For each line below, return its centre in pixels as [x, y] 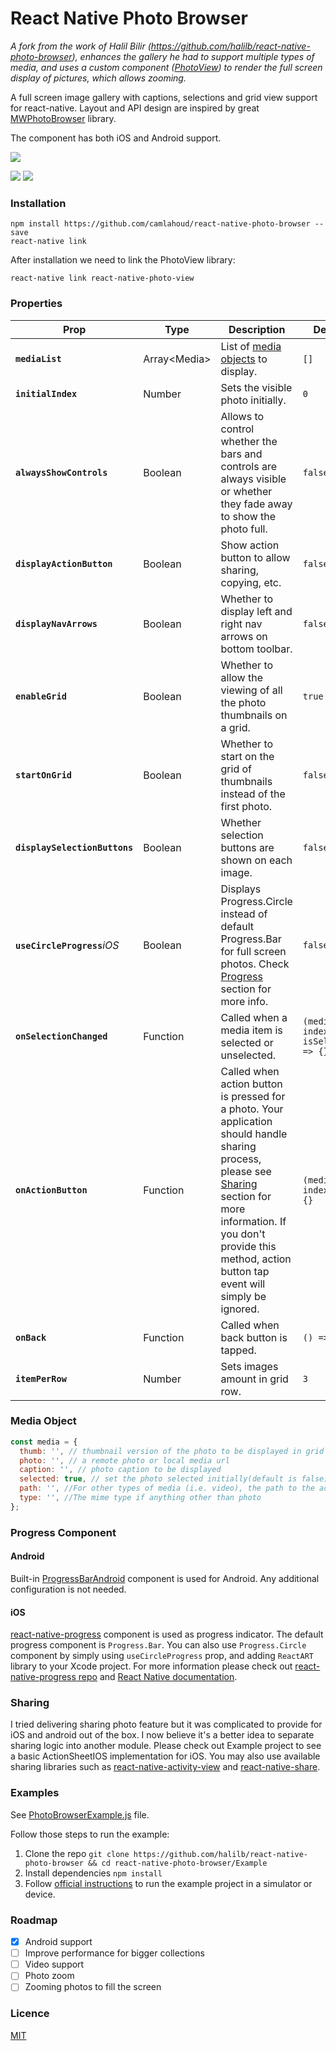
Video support [54, 1964]
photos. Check [255, 964]
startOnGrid [44, 775]
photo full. [244, 529]
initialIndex [46, 393]
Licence [30, 2014]
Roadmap [34, 1920]
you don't [243, 1234]
